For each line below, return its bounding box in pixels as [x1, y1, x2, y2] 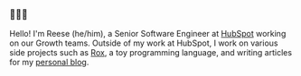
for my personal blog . [9, 57, 89, 68]
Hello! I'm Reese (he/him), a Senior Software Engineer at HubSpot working [9, 29, 287, 39]
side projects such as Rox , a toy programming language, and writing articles [9, 47, 292, 58]
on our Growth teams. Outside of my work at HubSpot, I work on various [9, 38, 278, 48]
